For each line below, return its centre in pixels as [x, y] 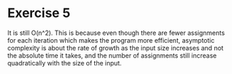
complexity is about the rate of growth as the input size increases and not [115, 48]
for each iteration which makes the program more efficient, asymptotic [111, 40]
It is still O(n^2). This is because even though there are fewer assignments [116, 33]
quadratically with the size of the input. [65, 63]
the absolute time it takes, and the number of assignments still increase [112, 55]
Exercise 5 [39, 13]
